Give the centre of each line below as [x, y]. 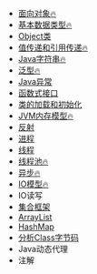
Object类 [34, 36]
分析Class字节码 [48, 238]
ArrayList [35, 217]
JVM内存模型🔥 [46, 116]
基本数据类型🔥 [45, 25]
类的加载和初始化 [50, 104]
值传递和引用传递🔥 [53, 47]
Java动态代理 [43, 249]
